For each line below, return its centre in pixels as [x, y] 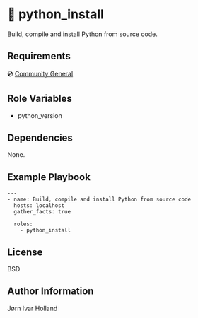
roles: [23, 224]
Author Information [51, 291]
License [25, 252]
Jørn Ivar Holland [33, 308]
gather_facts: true [42, 212]
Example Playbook [49, 177]
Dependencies [40, 137]
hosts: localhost [39, 206]
